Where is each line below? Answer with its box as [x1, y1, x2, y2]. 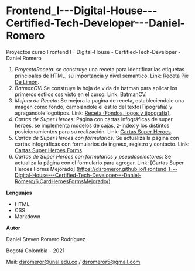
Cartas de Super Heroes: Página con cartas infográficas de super [14, 115, 173, 122]
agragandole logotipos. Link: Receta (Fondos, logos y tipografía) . [14, 109, 172, 116]
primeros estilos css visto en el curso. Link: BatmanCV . [14, 91, 148, 98]
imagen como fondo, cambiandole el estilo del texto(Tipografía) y [14, 103, 173, 110]
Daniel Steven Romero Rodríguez [6, 235, 86, 242]
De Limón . [14, 78, 40, 85]
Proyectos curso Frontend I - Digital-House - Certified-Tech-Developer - [6, 48, 181, 55]
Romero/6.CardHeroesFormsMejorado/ [14, 177, 109, 185]
